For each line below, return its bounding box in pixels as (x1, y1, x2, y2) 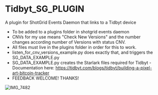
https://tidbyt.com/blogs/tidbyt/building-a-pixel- (55, 64, 152, 71)
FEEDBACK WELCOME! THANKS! (12, 75, 79, 81)
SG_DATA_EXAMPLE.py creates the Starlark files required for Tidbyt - (12, 60, 152, 65)
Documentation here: (12, 64, 55, 71)
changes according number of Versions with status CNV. (12, 39, 126, 45)
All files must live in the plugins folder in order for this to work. (12, 44, 137, 50)
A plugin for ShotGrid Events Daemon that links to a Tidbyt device (5, 19, 137, 25)
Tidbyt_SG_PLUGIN (5, 3, 85, 15)
